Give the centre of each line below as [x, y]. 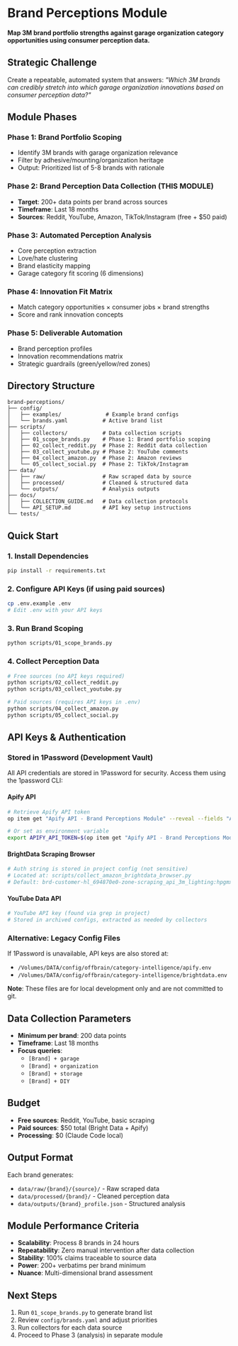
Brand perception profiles [55, 349]
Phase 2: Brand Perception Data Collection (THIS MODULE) [110, 186]
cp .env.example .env [39, 604]
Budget [24, 1103]
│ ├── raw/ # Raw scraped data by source [100, 477]
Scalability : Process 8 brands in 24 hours [78, 1243]
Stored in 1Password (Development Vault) [80, 757]
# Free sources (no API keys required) [66, 676]
